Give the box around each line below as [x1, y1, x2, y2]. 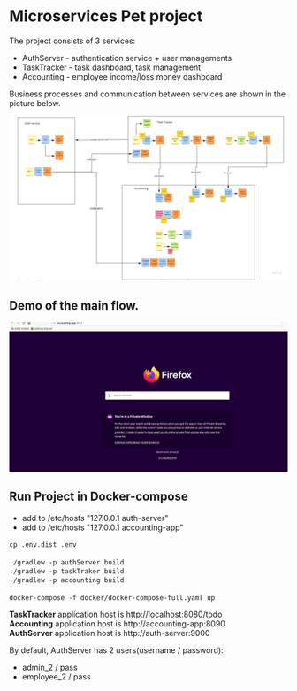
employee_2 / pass [21, 671, 91, 682]
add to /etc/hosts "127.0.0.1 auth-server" [21, 512, 169, 523]
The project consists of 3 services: [9, 35, 136, 46]
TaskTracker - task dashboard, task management [21, 62, 202, 73]
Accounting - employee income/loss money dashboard [21, 71, 223, 81]
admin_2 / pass [21, 662, 78, 672]
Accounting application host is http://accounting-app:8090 [9, 618, 225, 629]
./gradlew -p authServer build [9, 557, 125, 567]
